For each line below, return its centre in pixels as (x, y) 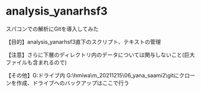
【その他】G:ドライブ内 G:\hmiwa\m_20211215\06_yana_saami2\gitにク (95, 75)
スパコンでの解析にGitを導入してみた (52, 29)
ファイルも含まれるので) (36, 62)
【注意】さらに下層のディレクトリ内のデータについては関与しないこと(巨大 (100, 55)
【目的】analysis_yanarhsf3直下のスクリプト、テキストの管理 (83, 41)
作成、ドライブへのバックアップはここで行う (73, 83)
